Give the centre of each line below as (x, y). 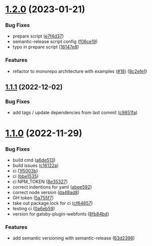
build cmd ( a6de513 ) (34, 160)
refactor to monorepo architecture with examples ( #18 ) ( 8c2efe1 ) (80, 71)
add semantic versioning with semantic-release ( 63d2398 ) (74, 238)
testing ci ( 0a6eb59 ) (34, 208)
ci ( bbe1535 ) (26, 176)
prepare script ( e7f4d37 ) (38, 36)
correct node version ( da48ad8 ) (46, 192)
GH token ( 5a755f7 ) (33, 198)
